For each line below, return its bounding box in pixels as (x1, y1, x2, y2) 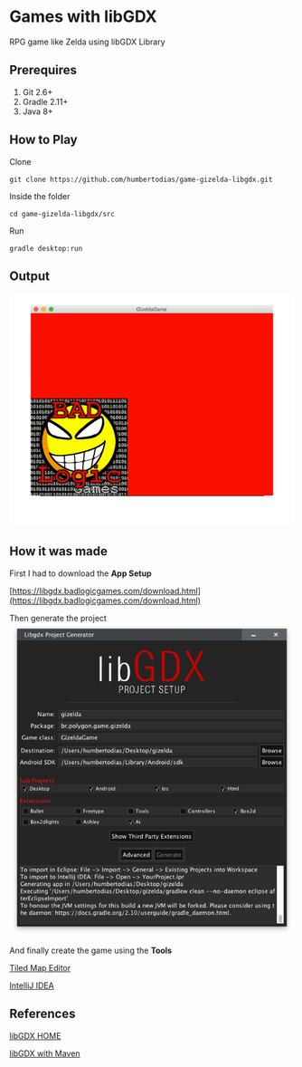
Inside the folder (9, 190, 71, 201)
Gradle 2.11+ (22, 96, 69, 107)
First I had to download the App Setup (9, 568, 152, 579)
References (9, 1006, 76, 1022)
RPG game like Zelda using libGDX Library (9, 36, 165, 47)
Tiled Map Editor (9, 962, 71, 973)
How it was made (9, 543, 109, 559)
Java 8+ (22, 106, 53, 117)
